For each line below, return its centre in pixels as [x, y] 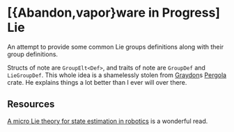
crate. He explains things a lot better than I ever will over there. [97, 82]
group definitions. [32, 54]
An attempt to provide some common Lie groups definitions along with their [116, 47]
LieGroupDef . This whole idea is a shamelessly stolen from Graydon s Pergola [117, 75]
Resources [31, 105]
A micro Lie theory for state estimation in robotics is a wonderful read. [108, 121]
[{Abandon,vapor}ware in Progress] [114, 13]
